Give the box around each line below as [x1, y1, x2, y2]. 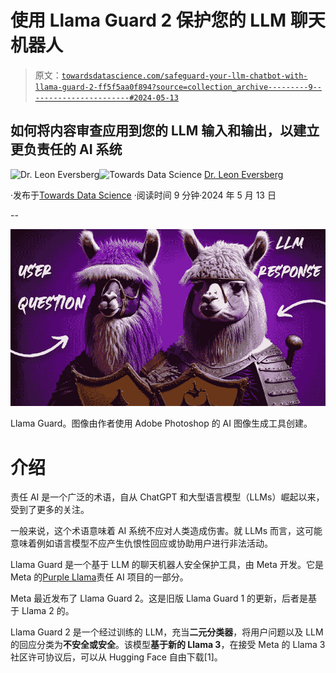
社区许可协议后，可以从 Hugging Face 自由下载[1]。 [10, 651, 223, 663]
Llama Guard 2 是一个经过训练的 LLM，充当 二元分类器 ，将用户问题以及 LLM [10, 626, 324, 638]
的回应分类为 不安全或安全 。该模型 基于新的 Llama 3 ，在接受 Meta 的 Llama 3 [10, 639, 326, 651]
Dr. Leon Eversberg [204, 168, 284, 180]
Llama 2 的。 [21, 605, 75, 617]
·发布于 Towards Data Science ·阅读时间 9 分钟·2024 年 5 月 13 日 [10, 189, 277, 201]
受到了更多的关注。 [10, 504, 90, 516]
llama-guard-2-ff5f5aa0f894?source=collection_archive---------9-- [34, 82, 322, 92]
